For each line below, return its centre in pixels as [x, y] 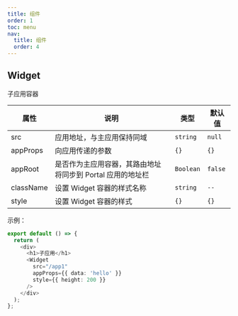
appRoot [25, 169]
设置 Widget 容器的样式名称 [101, 187]
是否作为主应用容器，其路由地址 [108, 164]
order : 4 [27, 47]
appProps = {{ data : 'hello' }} [77, 273]
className [29, 187]
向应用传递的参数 [83, 151]
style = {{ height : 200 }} [69, 280]
